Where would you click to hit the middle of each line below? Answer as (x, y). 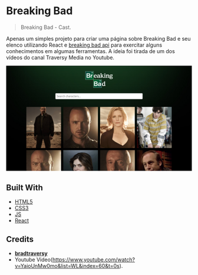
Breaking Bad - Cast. (46, 27)
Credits (20, 239)
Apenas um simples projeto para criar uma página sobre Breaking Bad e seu (98, 38)
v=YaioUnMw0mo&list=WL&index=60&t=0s (67, 266)
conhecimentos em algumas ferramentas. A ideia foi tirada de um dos (90, 51)
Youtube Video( (34, 260)
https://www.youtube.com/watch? (94, 260)
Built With (24, 187)
